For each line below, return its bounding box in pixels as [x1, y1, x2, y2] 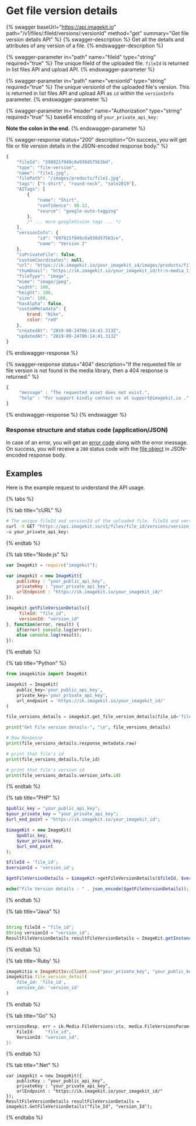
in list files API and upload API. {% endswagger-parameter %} [6, 66, 155, 73]
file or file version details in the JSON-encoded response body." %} [6, 142, 169, 149]
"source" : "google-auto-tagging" [37, 208, 118, 214]
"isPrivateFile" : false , [16, 252, 77, 258]
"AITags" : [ [16, 186, 45, 193]
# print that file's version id [6, 767, 85, 773]
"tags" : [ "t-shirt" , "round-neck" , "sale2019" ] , [16, 181, 137, 187]
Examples [6, 468, 43, 478]
